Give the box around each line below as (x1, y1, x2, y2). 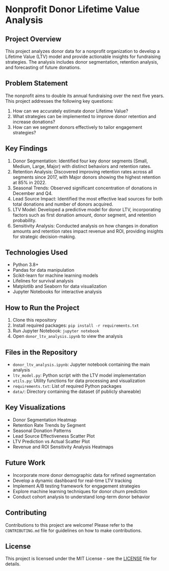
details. (5, 561, 21, 567)
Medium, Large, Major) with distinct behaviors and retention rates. (12, 163, 152, 169)
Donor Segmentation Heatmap (12, 416, 77, 423)
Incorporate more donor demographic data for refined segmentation (12, 472, 156, 478)
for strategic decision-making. (12, 233, 76, 240)
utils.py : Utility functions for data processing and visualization (12, 378, 146, 384)
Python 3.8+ (12, 262, 39, 268)
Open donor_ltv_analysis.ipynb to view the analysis (12, 333, 123, 339)
